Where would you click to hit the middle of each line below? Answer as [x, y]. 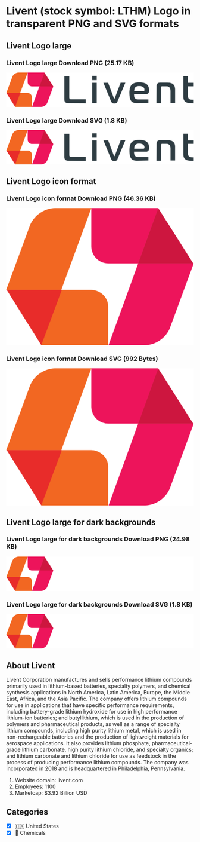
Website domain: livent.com [49, 780]
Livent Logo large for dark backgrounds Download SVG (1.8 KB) [99, 604]
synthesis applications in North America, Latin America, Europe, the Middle [98, 693]
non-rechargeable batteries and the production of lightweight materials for [98, 737]
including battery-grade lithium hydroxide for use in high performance [92, 712]
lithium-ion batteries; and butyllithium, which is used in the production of [95, 718]
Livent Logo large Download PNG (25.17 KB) [70, 63]
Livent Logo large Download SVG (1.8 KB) [67, 120]
